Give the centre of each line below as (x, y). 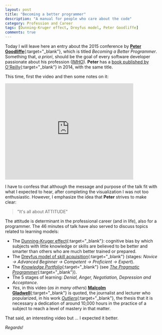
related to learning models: (32, 231)
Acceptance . (25, 282)
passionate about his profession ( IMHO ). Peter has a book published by (77, 62)
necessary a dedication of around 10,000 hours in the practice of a (79, 303)
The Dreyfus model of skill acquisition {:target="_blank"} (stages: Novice (85, 257)
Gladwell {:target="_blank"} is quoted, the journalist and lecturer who (81, 293)
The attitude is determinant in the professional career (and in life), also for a (81, 221)
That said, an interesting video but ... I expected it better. (62, 318)
